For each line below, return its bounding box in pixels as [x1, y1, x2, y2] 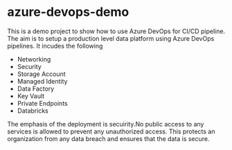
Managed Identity [17, 77, 68, 85]
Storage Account [17, 70, 66, 78]
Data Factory [17, 84, 55, 93]
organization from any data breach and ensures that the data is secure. [7, 134, 210, 142]
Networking [17, 55, 51, 63]
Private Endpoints [17, 99, 68, 107]
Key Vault [17, 91, 45, 100]
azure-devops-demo [7, 4, 130, 20]
